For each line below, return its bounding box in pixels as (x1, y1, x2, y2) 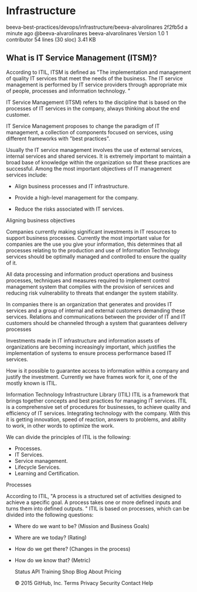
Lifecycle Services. (14, 464, 61, 471)
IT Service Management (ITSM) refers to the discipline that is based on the (6, 99, 186, 106)
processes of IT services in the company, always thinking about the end (6, 104, 180, 112)
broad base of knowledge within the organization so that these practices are (6, 158, 191, 165)
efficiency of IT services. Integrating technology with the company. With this (6, 410, 191, 417)
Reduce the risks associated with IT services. (14, 205, 124, 212)
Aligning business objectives (6, 216, 75, 224)
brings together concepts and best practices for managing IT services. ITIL (6, 397, 188, 404)
